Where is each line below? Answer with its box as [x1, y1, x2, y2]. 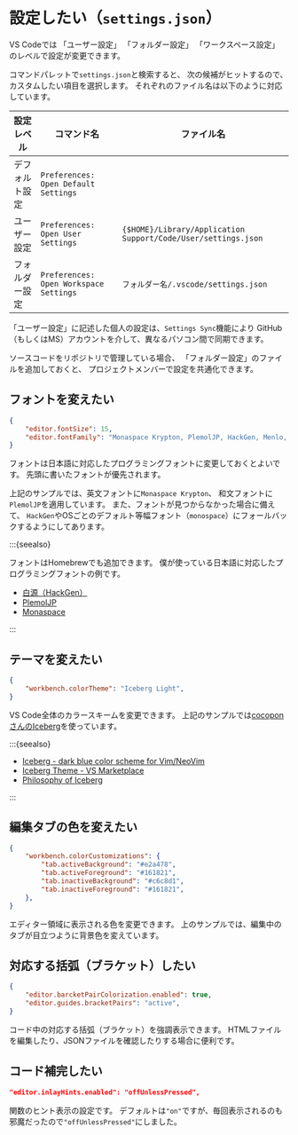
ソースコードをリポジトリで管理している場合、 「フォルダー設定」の [9, 352, 260, 363]
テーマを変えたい [9, 651, 103, 666]
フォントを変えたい [9, 392, 114, 407]
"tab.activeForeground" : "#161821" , [41, 869, 176, 878]
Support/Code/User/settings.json [122, 233, 263, 243]
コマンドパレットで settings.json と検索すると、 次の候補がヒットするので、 [9, 68, 288, 80]
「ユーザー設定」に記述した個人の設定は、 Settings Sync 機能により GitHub [9, 322, 283, 333]
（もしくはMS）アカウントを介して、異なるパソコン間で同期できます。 [9, 334, 269, 344]
